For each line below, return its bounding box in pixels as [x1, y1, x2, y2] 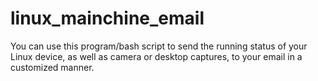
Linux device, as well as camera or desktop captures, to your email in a [10, 50, 303, 62]
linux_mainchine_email [10, 7, 205, 30]
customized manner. [10, 61, 95, 73]
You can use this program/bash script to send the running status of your [10, 40, 308, 52]
